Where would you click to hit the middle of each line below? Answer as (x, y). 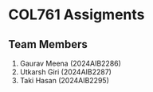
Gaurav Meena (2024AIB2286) (71, 63)
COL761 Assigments (76, 15)
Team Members (48, 44)
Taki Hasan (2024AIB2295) (64, 80)
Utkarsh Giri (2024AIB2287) (65, 72)
